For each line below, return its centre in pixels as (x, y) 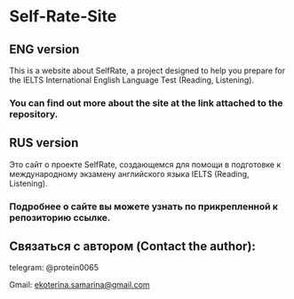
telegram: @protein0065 (54, 268)
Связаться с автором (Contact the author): (132, 246)
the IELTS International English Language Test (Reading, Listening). (132, 80)
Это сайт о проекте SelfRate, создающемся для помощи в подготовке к (145, 164)
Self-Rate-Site (63, 16)
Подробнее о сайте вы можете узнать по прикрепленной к (143, 206)
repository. (34, 114)
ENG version (44, 49)
